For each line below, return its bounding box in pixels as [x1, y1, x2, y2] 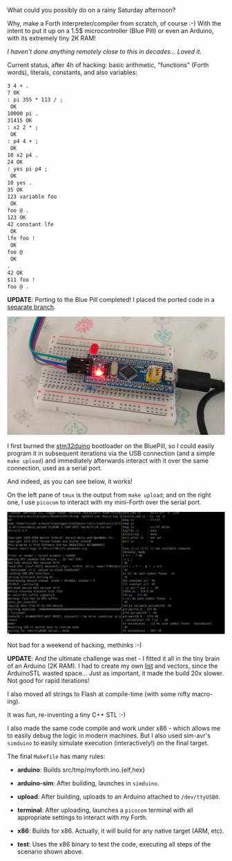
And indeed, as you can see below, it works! [7, 477, 133, 486]
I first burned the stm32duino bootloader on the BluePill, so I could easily [7, 442, 215, 450]
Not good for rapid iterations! [7, 677, 90, 685]
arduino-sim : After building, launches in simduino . [17, 779, 159, 788]
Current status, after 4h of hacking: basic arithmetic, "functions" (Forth [7, 61, 209, 69]
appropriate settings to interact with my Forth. [17, 813, 148, 822]
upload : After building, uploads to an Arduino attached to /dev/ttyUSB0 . [17, 792, 220, 801]
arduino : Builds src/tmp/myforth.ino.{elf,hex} [17, 765, 146, 774]
